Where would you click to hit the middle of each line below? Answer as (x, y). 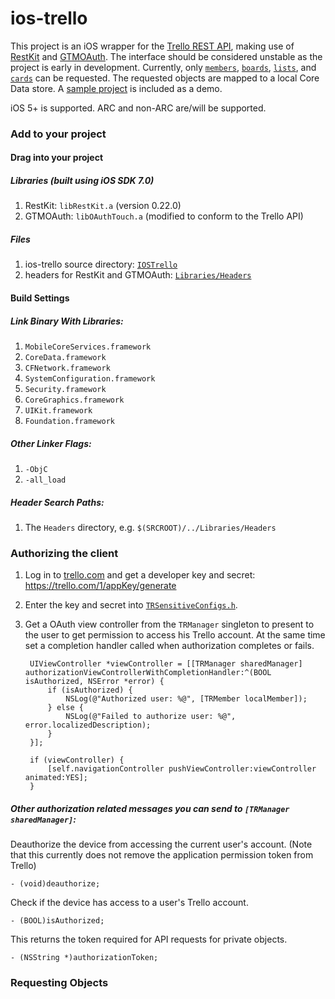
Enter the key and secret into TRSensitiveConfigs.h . (131, 605)
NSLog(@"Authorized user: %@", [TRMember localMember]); (186, 699)
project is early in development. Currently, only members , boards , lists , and (163, 67)
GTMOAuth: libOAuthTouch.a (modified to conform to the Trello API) (164, 216)
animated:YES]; (56, 778)
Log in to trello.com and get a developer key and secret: (140, 575)
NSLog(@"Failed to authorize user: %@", (151, 717)
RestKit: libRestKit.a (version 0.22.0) (103, 206)
